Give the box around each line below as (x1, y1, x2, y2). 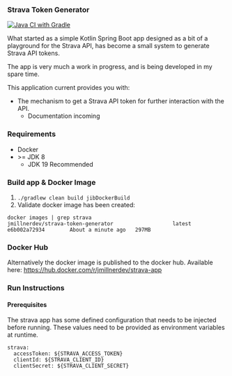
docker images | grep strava (7, 214, 92, 221)
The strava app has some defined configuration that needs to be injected (7, 316, 217, 324)
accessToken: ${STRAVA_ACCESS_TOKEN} (13, 350, 123, 357)
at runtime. (7, 331, 38, 339)
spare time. (7, 70, 40, 78)
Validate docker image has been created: (17, 200, 136, 209)
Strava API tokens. (7, 49, 61, 57)
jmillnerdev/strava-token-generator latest (7, 220, 192, 227)
